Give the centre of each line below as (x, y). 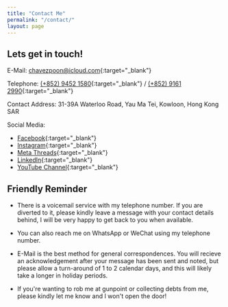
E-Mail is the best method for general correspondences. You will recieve (119, 254)
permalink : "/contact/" (41, 20)
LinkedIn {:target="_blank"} (55, 160)
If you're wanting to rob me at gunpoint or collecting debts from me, (113, 289)
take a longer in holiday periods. (62, 275)
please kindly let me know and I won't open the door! (92, 296)
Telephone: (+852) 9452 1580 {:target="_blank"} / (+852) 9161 (94, 84)
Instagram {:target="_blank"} (57, 145)
